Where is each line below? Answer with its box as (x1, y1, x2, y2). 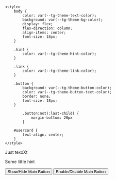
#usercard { (14, 128, 38, 133)
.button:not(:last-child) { (22, 111, 79, 116)
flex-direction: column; (22, 26, 73, 31)
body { (14, 9, 27, 14)
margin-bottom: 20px (31, 115, 73, 120)
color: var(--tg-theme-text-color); (22, 13, 97, 18)
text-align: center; (22, 132, 64, 137)
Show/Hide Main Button (7, 169, 50, 174)
